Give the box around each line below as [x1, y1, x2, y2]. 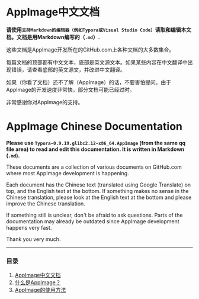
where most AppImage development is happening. [6, 169, 129, 176]
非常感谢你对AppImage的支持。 [6, 98, 84, 105]
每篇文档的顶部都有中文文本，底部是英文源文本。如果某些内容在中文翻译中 [6, 59, 188, 66]
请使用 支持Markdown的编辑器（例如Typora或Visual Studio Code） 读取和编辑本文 [6, 26, 191, 33]
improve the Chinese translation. [6, 200, 86, 207]
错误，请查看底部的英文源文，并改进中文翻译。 [11, 66, 126, 73]
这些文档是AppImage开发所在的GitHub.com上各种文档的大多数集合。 [6, 46, 175, 53]
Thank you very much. [6, 235, 61, 243]
